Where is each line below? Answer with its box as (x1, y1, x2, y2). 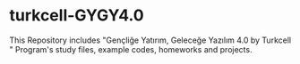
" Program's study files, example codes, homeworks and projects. (9, 44, 253, 54)
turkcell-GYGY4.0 (9, 5, 145, 26)
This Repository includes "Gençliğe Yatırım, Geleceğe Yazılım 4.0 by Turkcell (9, 35, 292, 45)
